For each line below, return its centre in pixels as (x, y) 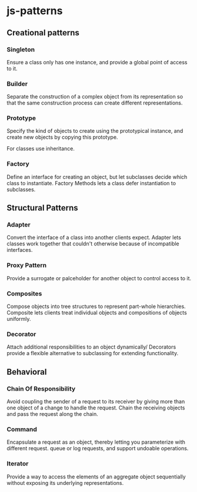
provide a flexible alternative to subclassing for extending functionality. (93, 353)
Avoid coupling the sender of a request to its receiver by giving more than (96, 402)
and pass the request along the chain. (53, 414)
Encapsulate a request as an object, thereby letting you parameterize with (96, 442)
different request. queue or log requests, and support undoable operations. (98, 448)
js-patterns (35, 11)
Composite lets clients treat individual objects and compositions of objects (97, 313)
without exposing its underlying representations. (65, 483)
